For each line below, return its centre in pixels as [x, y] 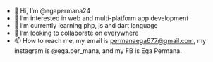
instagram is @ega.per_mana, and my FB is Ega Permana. [98, 51]
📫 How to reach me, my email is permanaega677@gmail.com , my [110, 41]
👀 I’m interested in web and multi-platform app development [101, 18]
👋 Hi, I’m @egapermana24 [52, 11]
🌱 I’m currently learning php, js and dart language [86, 25]
